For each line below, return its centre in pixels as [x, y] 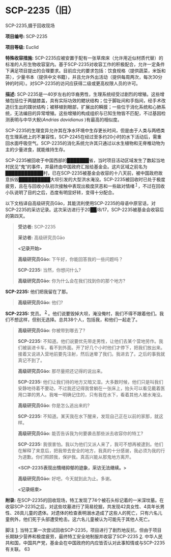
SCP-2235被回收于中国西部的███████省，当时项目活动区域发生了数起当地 [85, 160]
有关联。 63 [18, 549]
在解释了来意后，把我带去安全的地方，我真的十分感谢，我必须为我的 [89, 451]
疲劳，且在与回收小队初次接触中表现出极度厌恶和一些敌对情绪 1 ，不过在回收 [85, 185]
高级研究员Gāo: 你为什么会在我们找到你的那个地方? [72, 281]
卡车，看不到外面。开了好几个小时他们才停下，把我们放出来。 [100, 348]
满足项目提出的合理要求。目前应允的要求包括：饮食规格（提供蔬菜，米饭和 [88, 70]
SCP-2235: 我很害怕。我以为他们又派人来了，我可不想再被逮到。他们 [91, 444]
